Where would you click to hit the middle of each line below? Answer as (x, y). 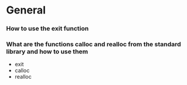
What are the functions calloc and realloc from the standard (94, 45)
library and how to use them (47, 52)
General (26, 10)
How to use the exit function (47, 29)
